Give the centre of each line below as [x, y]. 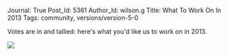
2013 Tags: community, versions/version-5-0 [73, 18]
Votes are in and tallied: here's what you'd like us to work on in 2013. [107, 32]
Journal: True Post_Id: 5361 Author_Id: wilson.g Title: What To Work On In [114, 10]
